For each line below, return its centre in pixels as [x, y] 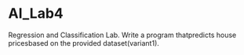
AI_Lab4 [36, 14]
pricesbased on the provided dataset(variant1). [84, 43]
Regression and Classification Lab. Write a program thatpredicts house [122, 35]
